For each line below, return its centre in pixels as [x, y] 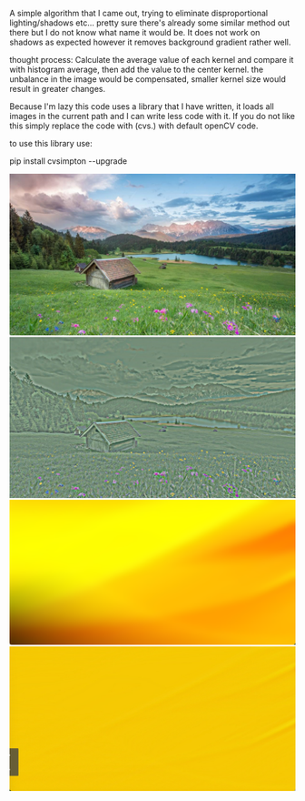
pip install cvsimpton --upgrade [69, 161]
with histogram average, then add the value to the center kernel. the [137, 69]
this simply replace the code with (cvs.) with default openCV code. [134, 126]
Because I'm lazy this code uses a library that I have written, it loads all [142, 106]
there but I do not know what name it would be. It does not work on [135, 32]
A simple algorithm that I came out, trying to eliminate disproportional [139, 13]
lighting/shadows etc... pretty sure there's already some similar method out [150, 23]
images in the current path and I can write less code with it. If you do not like [152, 116]
